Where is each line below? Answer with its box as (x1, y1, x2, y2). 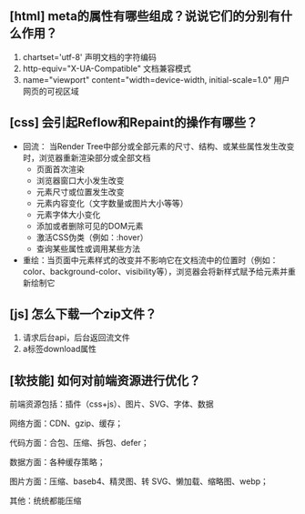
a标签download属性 (22, 344, 97, 355)
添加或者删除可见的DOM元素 (36, 220, 144, 231)
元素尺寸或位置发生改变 (36, 186, 125, 197)
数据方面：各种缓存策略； (9, 457, 106, 468)
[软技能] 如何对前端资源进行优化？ (9, 372, 201, 388)
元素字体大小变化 (36, 208, 101, 220)
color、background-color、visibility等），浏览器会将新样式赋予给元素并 (22, 266, 289, 277)
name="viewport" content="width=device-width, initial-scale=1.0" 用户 (22, 74, 290, 85)
